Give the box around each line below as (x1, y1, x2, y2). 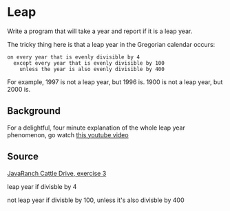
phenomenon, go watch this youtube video (7, 130, 129, 139)
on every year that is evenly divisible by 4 (7, 53, 140, 61)
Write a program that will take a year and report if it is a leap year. (7, 27, 193, 35)
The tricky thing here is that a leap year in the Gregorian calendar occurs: (7, 40, 216, 48)
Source (7, 151, 39, 163)
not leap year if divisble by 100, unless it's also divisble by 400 (7, 196, 185, 204)
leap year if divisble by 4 (7, 182, 77, 190)
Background (7, 105, 61, 117)
